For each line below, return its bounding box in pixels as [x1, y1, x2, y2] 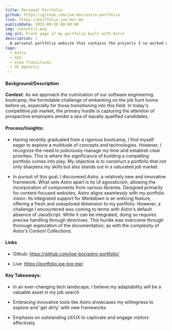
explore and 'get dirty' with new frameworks [12, 304, 106, 311]
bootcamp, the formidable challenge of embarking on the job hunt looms [5, 97, 159, 103]
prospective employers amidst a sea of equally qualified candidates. [5, 113, 149, 120]
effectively [12, 320, 35, 326]
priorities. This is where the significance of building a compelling [12, 153, 149, 159]
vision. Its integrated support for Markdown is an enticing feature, [12, 195, 152, 201]
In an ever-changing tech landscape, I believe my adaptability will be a [12, 283, 161, 290]
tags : [5, 45, 17, 51]
